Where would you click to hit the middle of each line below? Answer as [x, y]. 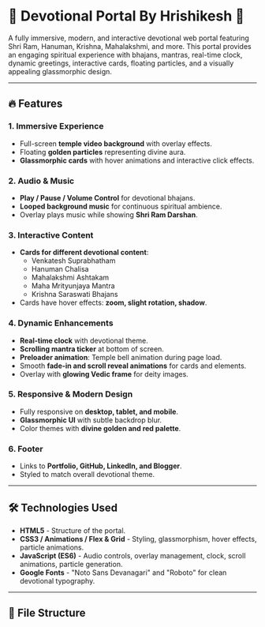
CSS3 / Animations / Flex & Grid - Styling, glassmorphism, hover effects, [138, 539]
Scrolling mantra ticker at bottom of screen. [91, 349]
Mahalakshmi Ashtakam [70, 278]
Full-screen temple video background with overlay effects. [116, 143]
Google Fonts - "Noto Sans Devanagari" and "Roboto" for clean [123, 573]
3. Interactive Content [51, 235]
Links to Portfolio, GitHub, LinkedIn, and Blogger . [101, 466]
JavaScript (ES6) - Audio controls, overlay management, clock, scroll [132, 555]
